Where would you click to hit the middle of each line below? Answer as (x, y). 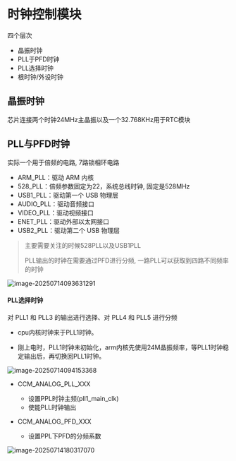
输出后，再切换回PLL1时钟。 (64, 356)
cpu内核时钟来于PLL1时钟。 (57, 332)
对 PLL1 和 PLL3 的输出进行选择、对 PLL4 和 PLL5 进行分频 (92, 317)
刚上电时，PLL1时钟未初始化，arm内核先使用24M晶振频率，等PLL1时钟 (120, 347)
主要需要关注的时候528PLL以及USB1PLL (83, 245)
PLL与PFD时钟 (39, 144)
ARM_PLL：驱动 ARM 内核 (55, 177)
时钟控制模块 (45, 14)
